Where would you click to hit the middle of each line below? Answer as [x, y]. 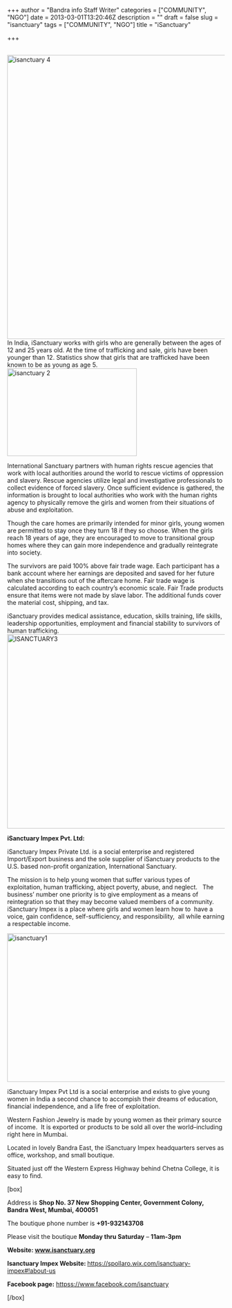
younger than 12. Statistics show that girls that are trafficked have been [108, 357]
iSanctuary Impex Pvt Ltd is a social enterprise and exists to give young [109, 1091]
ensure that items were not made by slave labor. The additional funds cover [114, 595]
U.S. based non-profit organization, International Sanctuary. [92, 866]
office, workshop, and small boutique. [61, 1155]
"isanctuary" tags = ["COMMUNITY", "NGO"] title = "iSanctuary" [99, 25]
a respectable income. [39, 924]
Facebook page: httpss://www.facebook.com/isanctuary [88, 1284]
